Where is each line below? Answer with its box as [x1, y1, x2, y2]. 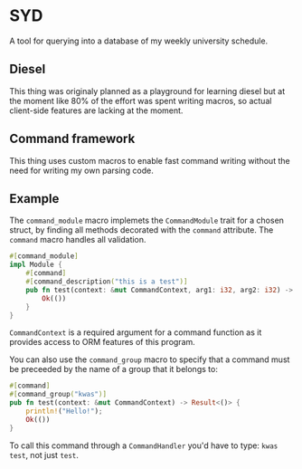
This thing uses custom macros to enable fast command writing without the [9, 155, 291, 166]
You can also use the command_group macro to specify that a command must [9, 354, 290, 365]
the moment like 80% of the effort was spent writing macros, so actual [9, 95, 272, 106]
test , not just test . [9, 449, 80, 460]
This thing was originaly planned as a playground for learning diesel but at [9, 85, 286, 96]
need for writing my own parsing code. [9, 165, 154, 176]
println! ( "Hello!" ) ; [25, 407, 103, 416]
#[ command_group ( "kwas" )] [9, 390, 107, 399]
